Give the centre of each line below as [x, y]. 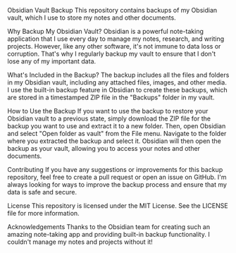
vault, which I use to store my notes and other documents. [92, 18]
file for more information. [43, 213]
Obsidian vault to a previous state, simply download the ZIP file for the [109, 118]
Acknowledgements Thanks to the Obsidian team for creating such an [108, 227]
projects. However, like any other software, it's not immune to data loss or [114, 46]
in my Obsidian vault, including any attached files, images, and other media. [117, 82]
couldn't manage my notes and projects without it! [80, 242]
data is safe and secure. [42, 192]
